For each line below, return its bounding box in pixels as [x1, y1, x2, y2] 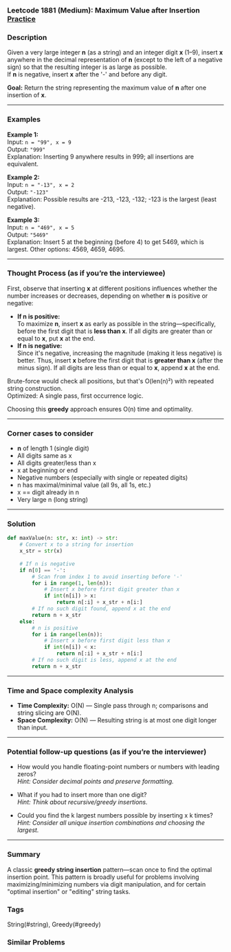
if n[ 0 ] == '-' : [19, 567, 67, 574]
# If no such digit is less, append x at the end [32, 657, 177, 664]
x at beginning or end [16, 466, 78, 474]
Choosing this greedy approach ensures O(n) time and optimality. [7, 405, 194, 413]
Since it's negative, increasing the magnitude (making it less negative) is [16, 349, 222, 357]
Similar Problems [7, 937, 65, 946]
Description [7, 32, 47, 42]
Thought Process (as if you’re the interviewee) [7, 268, 166, 278]
